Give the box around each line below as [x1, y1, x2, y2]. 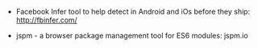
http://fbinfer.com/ [15, 15, 78, 25]
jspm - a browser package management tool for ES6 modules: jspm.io [15, 31, 248, 40]
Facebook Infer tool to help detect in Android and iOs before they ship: [15, 7, 251, 16]
